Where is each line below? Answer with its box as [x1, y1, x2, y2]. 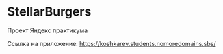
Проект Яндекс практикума [7, 26, 88, 34]
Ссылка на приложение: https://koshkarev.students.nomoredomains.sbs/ [7, 39, 216, 47]
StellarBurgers [7, 4, 92, 20]
